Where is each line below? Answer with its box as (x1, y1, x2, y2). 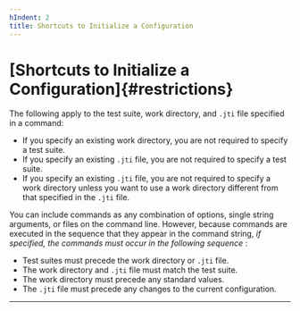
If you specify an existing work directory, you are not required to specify (21, 135, 288, 146)
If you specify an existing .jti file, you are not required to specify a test (21, 154, 287, 165)
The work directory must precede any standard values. (21, 274, 225, 285)
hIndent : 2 (9, 13, 50, 22)
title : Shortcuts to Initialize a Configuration (9, 21, 194, 30)
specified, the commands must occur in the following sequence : (9, 238, 248, 248)
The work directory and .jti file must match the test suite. (21, 265, 238, 275)
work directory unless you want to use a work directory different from (21, 182, 279, 193)
